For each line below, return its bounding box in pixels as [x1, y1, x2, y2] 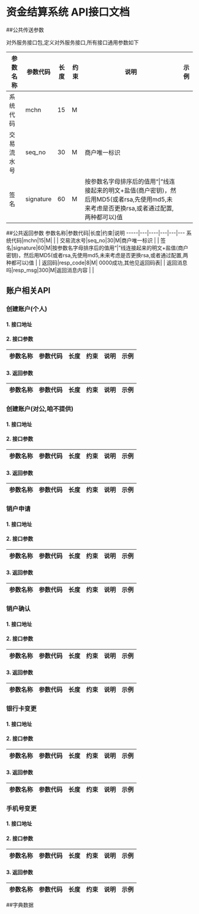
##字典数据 [6, 901, 34, 908]
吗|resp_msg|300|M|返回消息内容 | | [6, 266, 95, 273]
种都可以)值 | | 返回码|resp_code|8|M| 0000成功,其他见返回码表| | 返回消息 [6, 259, 188, 266]
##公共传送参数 [6, 26, 44, 33]
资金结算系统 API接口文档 [6, 5, 130, 19]
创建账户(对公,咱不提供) [6, 405, 74, 413]
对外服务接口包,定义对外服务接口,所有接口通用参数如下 [6, 39, 139, 46]
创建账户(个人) [6, 305, 47, 313]
